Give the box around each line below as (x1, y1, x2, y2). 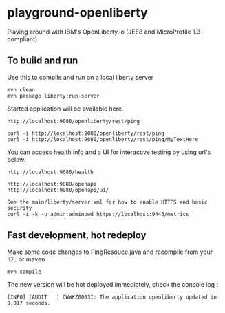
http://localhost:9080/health (7, 169, 94, 175)
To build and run (7, 55, 78, 67)
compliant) (7, 34, 38, 43)
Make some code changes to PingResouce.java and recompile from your (7, 248, 213, 256)
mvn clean (7, 86, 36, 94)
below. (7, 155, 26, 163)
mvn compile (7, 268, 41, 275)
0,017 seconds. (7, 299, 51, 307)
